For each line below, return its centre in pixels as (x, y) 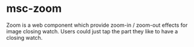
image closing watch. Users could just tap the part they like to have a (92, 31)
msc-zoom (34, 9)
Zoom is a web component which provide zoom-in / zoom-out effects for (97, 25)
